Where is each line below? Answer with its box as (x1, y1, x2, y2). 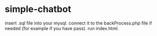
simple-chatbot (5, 3, 71, 15)
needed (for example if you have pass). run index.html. (5, 25, 119, 31)
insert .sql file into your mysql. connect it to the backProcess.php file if (5, 20, 152, 26)
